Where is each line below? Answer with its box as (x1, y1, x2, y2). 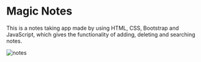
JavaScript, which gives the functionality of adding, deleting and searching (6, 30, 195, 38)
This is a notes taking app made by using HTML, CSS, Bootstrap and (6, 24, 180, 32)
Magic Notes (6, 4, 72, 18)
